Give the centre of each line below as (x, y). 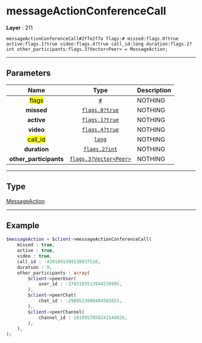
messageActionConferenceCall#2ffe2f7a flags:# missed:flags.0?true (93, 38)
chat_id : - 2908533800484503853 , (80, 301)
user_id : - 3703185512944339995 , (80, 284)
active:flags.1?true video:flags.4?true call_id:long (75, 44)
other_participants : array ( (54, 273)
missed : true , (36, 245)
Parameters (29, 73)
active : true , (36, 250)
